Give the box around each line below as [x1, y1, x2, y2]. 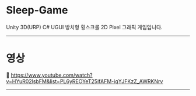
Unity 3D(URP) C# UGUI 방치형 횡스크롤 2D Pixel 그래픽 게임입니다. [6, 23, 163, 30]
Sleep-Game [6, 4, 68, 17]
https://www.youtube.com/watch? [10, 71, 93, 78]
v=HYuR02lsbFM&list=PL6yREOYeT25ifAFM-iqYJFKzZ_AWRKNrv [6, 77, 163, 85]
